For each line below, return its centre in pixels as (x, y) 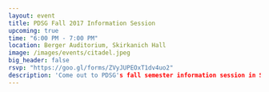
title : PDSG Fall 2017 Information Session (82, 23)
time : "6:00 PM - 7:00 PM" (53, 38)
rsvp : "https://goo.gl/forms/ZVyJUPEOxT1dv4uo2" (91, 68)
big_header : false (39, 61)
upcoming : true (34, 30)
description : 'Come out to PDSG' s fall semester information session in (132, 75)
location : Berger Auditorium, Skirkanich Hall (87, 46)
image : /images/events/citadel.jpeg (69, 53)
